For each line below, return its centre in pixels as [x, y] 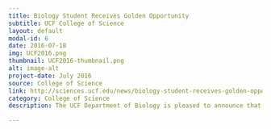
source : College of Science [56, 83]
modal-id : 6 [28, 38]
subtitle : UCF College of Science [67, 23]
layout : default [35, 31]
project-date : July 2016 [50, 76]
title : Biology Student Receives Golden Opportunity [99, 16]
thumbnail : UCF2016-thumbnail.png [67, 61]
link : [17, 91]
